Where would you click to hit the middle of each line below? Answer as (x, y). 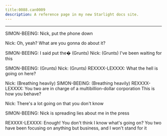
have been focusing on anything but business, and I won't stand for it (76, 128)
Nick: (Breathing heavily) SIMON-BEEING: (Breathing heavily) (68, 83)
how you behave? (23, 94)
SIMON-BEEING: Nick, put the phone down (49, 33)
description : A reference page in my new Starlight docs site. (72, 14)
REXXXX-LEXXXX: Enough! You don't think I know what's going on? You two (83, 123)
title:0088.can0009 (25, 10)
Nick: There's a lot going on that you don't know (54, 103)
